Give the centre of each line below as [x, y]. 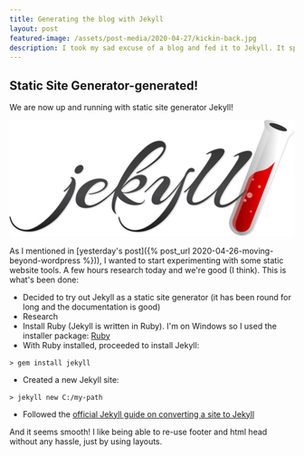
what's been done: [44, 280]
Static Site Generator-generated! [104, 85]
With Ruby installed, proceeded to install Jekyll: [111, 345]
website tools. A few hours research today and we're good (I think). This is [148, 270]
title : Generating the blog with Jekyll [87, 19]
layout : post [34, 28]
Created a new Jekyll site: [71, 379]
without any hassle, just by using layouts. [86, 441]
